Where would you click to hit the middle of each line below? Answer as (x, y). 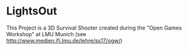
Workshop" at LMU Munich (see (46, 34)
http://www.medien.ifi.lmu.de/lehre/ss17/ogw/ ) (65, 40)
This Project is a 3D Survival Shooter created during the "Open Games (94, 28)
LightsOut (32, 11)
